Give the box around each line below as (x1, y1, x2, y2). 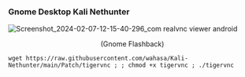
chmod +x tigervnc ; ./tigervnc (128, 61, 235, 69)
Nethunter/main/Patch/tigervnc (8, 61, 111, 69)
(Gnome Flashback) (100, 39, 165, 49)
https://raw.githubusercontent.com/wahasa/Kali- (25, 54, 189, 63)
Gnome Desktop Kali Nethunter (8, 6, 130, 17)
